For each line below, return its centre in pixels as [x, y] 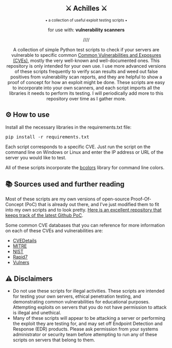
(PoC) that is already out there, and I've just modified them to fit [92, 204]
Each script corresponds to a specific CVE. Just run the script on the [78, 147]
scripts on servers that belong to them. [54, 340]
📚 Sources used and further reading [65, 184]
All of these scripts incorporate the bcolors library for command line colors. [85, 167]
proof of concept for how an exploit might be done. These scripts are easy [86, 82]
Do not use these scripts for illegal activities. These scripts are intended [89, 291]
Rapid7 [20, 257]
